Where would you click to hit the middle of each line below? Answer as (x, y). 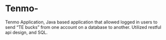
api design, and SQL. (27, 32)
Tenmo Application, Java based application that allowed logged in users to (81, 22)
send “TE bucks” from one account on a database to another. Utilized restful (83, 27)
